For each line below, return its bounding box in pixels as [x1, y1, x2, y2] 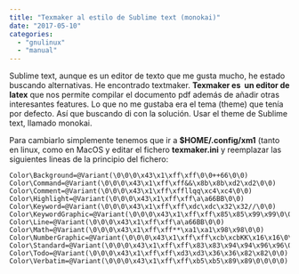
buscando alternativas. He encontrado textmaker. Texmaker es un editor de [9, 80, 290, 91]
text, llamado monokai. [9, 117, 93, 129]
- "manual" [17, 46, 58, 55]
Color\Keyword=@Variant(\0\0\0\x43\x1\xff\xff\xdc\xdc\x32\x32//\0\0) [9, 202, 277, 212]
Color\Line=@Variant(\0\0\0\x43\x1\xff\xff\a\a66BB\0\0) [9, 218, 225, 227]
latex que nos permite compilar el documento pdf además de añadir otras [9, 90, 280, 101]
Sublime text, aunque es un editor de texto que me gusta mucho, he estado [9, 70, 286, 81]
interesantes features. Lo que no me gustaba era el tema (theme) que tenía [9, 99, 284, 109]
